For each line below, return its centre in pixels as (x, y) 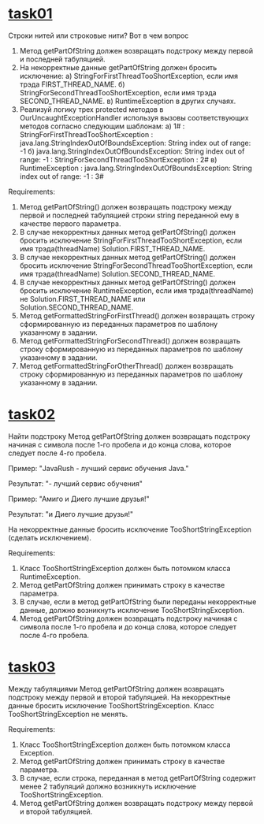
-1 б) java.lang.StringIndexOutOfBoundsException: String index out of (132, 151)
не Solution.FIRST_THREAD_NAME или (82, 299)
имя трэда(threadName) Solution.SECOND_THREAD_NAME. (117, 273)
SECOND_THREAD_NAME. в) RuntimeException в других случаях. (128, 101)
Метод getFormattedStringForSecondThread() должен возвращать (130, 340)
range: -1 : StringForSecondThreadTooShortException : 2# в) (118, 159)
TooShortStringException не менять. (68, 714)
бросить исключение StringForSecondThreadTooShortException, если (136, 265)
